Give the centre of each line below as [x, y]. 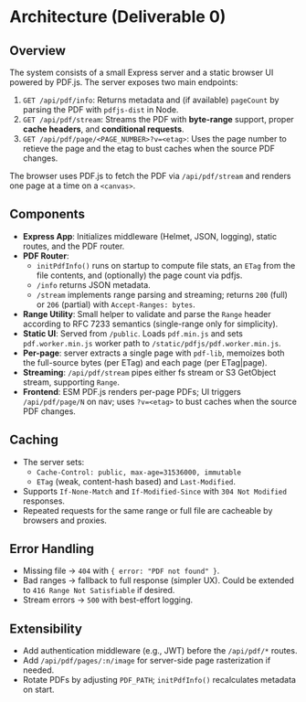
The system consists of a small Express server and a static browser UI [142, 72]
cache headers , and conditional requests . [103, 129]
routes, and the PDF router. [74, 246]
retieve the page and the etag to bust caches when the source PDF [149, 149]
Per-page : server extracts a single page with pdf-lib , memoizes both [153, 353]
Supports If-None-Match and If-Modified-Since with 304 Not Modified [155, 491]
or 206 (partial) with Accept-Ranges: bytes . [116, 304]
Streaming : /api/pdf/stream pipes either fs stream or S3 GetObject [149, 372]
